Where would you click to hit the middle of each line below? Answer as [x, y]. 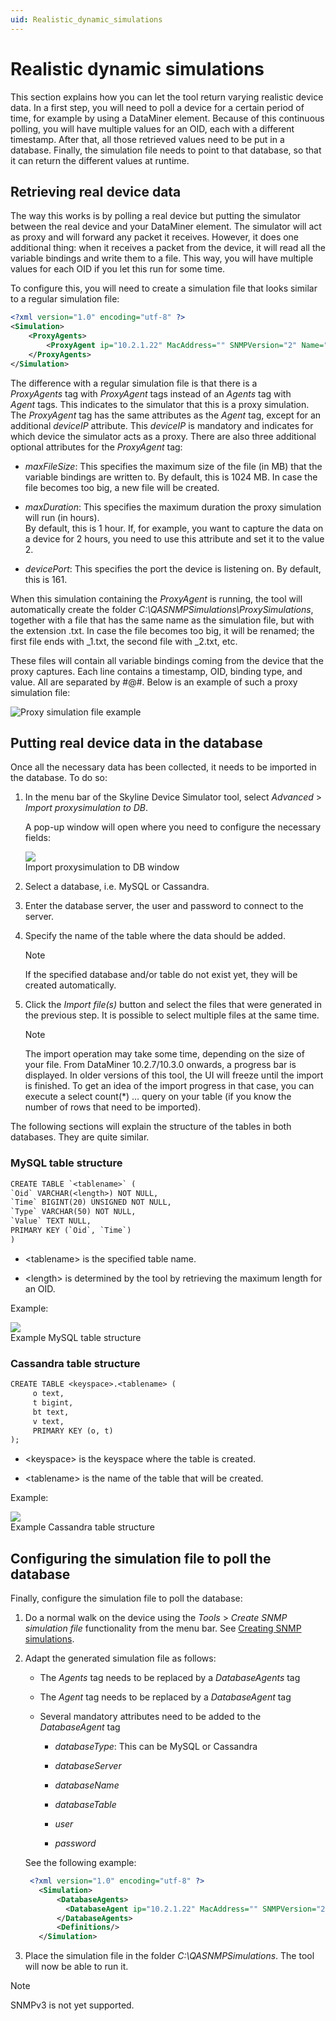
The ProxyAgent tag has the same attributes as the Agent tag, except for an [166, 415]
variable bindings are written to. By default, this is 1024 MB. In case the [171, 477]
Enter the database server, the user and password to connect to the [164, 906]
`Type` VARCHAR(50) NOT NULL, [73, 1212]
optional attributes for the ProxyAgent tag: [96, 447]
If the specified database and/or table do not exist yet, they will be [161, 975]
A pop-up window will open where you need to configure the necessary [173, 827]
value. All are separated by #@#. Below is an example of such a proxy [154, 682]
